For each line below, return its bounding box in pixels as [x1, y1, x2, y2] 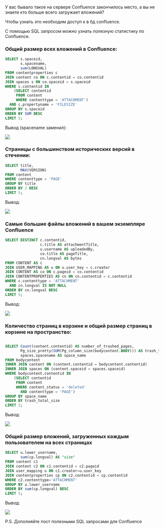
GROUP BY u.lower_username [5, 482, 60, 487]
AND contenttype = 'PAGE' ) [20, 389, 76, 394]
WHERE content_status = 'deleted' [16, 384, 86, 390]
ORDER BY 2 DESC [5, 186, 38, 191]
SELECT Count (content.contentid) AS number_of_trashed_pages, [5, 344, 134, 349]
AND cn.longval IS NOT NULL [9, 283, 67, 288]
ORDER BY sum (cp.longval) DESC [5, 487, 69, 491]
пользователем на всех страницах [5, 439, 93, 446]
